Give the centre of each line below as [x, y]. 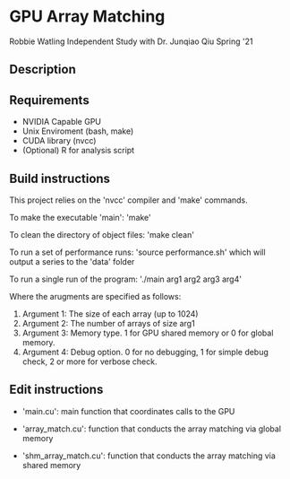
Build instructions [60, 178]
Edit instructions [56, 390]
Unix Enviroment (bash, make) [78, 131]
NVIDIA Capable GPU [61, 122]
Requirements [49, 100]
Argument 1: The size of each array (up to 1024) [110, 314]
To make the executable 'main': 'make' [81, 217]
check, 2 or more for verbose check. [90, 361]
